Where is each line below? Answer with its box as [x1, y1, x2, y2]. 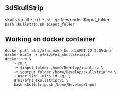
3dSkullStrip [5, 4, 44, 12]
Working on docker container [5, 35, 96, 43]
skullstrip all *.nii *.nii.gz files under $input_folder [5, 17, 110, 22]
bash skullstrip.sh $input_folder [5, 22, 75, 27]
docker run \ [5, 56, 32, 61]
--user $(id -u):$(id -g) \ [14, 74, 70, 78]
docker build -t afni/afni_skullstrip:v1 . [5, 52, 95, 57]
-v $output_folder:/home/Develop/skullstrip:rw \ [14, 69, 117, 74]
